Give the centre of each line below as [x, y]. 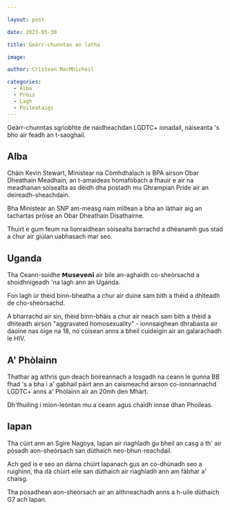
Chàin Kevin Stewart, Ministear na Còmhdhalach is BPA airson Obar [103, 173]
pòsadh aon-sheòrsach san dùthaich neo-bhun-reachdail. [90, 451]
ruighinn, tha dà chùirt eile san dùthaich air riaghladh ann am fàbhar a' [107, 471]
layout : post [26, 19]
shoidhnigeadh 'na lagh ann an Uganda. [64, 282]
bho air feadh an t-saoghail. [47, 135]
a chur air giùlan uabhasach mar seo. [60, 236]
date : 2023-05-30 [32, 32]
